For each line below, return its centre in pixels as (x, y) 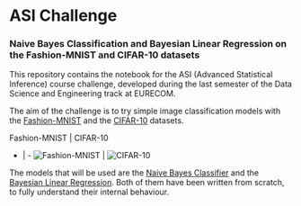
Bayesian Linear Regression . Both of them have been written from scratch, (147, 183)
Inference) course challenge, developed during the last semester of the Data (150, 84)
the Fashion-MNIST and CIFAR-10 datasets (105, 55)
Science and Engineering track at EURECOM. (93, 94)
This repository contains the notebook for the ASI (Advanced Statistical (141, 75)
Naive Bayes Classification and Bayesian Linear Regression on (148, 44)
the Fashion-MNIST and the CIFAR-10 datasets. (97, 121)
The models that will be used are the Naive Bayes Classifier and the (134, 173)
